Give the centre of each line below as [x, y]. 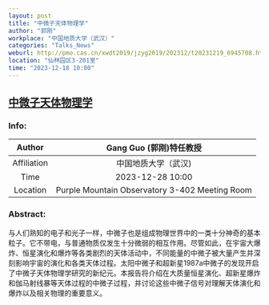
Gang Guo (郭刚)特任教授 [154, 148]
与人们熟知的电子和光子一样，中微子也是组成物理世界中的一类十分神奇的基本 [134, 233]
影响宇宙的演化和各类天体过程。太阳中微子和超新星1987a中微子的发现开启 [137, 262]
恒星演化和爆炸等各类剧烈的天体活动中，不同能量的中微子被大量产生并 [138, 253]
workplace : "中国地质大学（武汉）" [62, 38]
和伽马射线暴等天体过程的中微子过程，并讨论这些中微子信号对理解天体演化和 [134, 283]
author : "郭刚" [32, 31]
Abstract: [27, 214]
